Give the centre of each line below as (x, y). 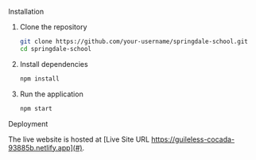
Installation (26, 12)
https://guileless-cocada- (193, 139)
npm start (36, 108)
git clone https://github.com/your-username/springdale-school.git (134, 41)
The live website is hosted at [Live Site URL (79, 139)
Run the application (51, 94)
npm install (39, 79)
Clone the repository (53, 27)
